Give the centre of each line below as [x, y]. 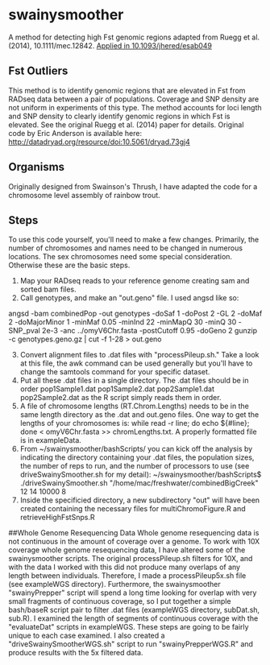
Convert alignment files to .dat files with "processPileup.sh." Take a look [139, 355]
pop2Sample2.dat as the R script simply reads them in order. [120, 398]
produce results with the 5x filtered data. [76, 653]
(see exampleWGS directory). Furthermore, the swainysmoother [115, 584]
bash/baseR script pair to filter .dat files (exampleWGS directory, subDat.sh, [134, 610]
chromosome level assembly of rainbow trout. [85, 195]
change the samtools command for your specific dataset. [115, 372]
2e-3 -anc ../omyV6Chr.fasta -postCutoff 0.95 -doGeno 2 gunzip [150, 331]
